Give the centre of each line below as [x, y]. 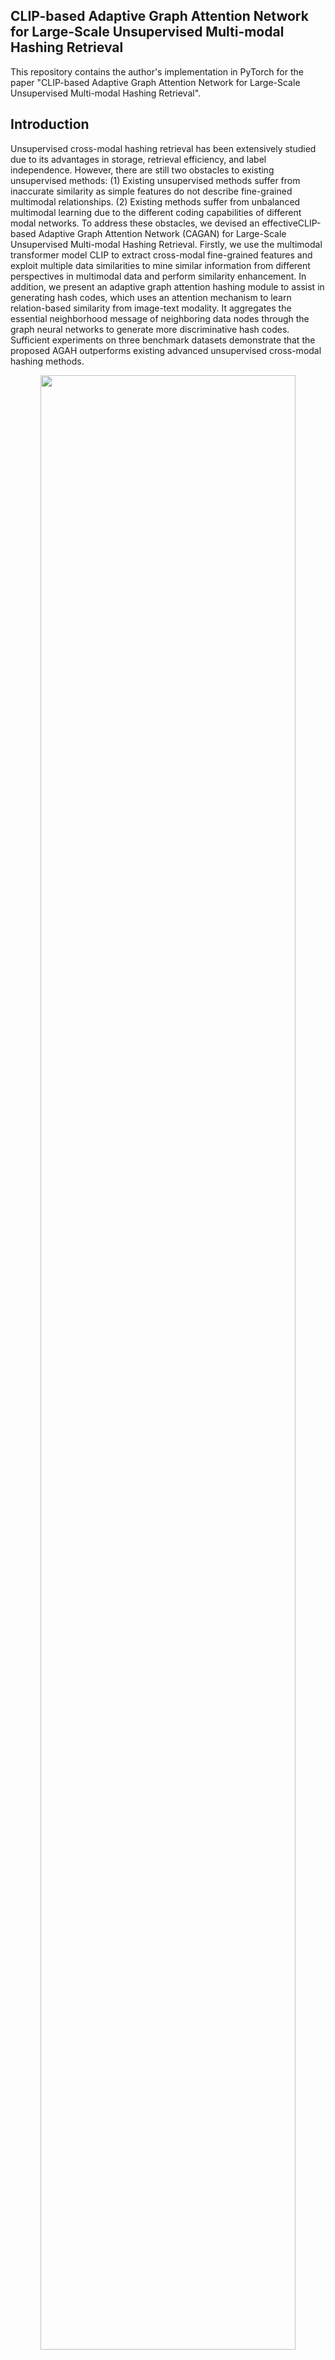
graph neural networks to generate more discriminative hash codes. [150, 329]
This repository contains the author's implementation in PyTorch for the [157, 71]
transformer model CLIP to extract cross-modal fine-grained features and [161, 255]
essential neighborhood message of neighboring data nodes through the [160, 318]
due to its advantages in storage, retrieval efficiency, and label [138, 159]
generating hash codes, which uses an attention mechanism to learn [151, 297]
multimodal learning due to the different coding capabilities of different [156, 212]
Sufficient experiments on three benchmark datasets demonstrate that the [163, 340]
